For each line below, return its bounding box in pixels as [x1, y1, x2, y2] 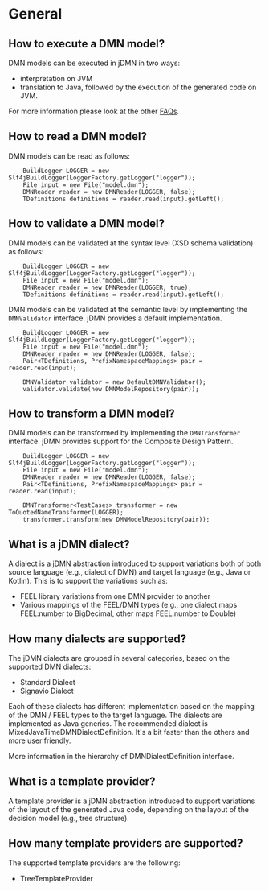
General [8, 5, 63, 23]
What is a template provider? [8, 774, 156, 789]
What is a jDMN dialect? [8, 537, 130, 551]
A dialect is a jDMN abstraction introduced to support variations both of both [8, 559, 262, 568]
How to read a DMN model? [8, 130, 147, 143]
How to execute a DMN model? [8, 37, 165, 51]
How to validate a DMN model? [8, 217, 165, 230]
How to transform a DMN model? [8, 407, 175, 421]
